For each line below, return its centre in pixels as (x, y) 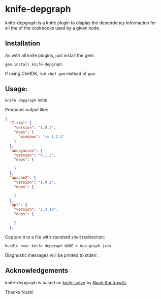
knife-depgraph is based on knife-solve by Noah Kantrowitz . (66, 282)
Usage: (16, 89)
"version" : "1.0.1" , (35, 182)
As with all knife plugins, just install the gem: (50, 55)
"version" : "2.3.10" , (36, 210)
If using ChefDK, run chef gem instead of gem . (50, 73)
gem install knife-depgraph (34, 64)
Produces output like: (27, 109)
